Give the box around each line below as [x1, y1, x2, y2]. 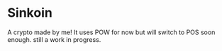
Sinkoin [7, 5, 53, 21]
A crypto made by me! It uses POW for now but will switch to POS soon [7, 28, 216, 36]
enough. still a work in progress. [7, 35, 101, 43]
